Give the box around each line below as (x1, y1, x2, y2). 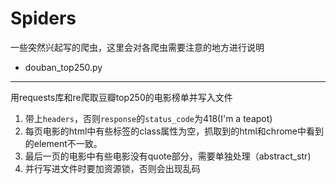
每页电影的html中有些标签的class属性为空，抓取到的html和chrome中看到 (24, 125, 324, 137)
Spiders (10, 7, 77, 30)
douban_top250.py (24, 61, 103, 73)
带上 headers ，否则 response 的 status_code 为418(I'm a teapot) (24, 112, 273, 124)
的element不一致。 (24, 137, 103, 149)
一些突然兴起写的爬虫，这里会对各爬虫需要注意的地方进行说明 (10, 41, 265, 53)
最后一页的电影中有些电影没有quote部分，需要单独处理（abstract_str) (24, 150, 312, 162)
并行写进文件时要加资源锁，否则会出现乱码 (24, 162, 201, 174)
